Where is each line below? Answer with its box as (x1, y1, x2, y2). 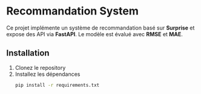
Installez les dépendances (15, 70, 81, 78)
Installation (6, 48, 50, 58)
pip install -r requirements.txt (15, 82, 100, 88)
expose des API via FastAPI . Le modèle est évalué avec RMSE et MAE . (6, 30, 183, 37)
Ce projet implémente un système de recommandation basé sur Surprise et (6, 24, 195, 31)
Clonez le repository (15, 64, 66, 71)
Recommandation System (6, 4, 139, 18)
